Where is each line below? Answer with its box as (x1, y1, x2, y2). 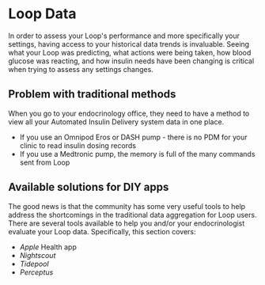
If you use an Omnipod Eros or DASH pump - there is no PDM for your (19, 132, 248, 142)
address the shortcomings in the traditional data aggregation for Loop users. (8, 210, 257, 219)
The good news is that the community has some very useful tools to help (8, 201, 246, 211)
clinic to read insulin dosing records (19, 140, 137, 150)
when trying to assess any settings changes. (8, 64, 154, 74)
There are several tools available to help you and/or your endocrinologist (8, 218, 245, 228)
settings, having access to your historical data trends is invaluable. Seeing (8, 39, 250, 48)
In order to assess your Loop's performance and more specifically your (8, 31, 240, 40)
